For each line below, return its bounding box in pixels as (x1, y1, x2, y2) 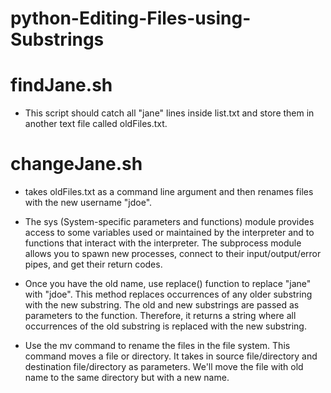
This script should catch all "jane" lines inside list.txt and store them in (24, 107, 315, 119)
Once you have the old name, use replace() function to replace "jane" (24, 278, 312, 290)
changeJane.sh (10, 153, 143, 176)
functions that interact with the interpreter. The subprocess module (24, 237, 302, 249)
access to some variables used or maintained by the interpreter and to (24, 227, 315, 239)
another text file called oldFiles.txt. (24, 118, 168, 130)
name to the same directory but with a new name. (24, 372, 230, 384)
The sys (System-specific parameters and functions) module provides (24, 216, 315, 228)
